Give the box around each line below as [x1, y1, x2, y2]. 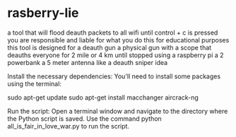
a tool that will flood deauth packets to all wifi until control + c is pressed [7, 28, 218, 37]
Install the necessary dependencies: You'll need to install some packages [7, 72, 221, 81]
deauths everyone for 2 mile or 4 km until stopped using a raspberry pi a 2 [7, 51, 224, 59]
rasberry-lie [7, 5, 79, 21]
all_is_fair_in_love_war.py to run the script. [7, 121, 129, 130]
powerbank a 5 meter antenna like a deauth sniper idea [7, 58, 168, 66]
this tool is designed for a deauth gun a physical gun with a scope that [7, 43, 212, 52]
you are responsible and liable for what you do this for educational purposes [7, 35, 230, 44]
